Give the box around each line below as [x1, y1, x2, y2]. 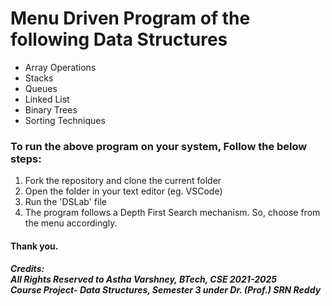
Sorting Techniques [24, 114, 106, 126]
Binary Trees [24, 103, 78, 116]
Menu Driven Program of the [10, 7, 251, 30]
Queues [24, 82, 58, 94]
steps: [10, 152, 42, 166]
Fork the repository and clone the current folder [24, 175, 222, 187]
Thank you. [10, 240, 59, 252]
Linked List [24, 93, 70, 105]
